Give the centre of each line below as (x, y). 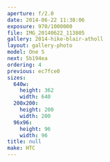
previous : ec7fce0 (34, 71)
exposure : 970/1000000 (40, 26)
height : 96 (35, 129)
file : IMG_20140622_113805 (46, 33)
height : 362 (37, 90)
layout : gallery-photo (40, 45)
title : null (24, 142)
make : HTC (21, 148)
